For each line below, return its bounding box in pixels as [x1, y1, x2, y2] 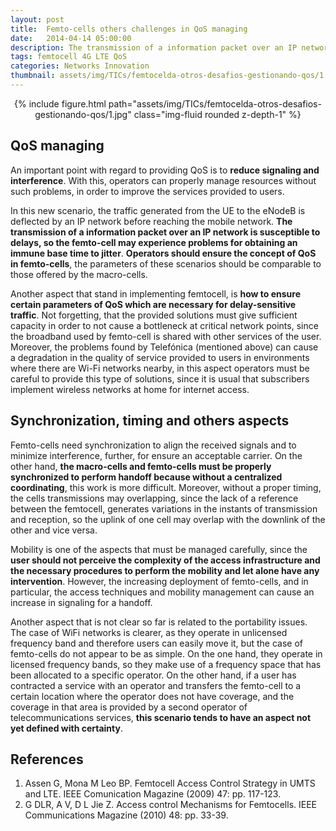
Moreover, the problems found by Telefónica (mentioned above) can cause [10, 341, 319, 353]
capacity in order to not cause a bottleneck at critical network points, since [10, 319, 319, 331]
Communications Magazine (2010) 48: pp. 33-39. [24, 809, 229, 821]
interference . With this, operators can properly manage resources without [10, 174, 317, 186]
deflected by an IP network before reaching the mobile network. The [10, 215, 293, 227]
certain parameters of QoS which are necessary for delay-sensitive [10, 298, 297, 310]
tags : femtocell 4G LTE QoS [10, 52, 128, 62]
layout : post [10, 14, 65, 25]
